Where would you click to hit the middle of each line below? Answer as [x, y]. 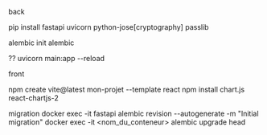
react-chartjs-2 [33, 98]
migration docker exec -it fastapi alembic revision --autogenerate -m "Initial [133, 113]
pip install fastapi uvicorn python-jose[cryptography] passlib [109, 27]
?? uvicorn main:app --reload [57, 58]
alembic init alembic [41, 43]
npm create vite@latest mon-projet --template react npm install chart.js [127, 89]
